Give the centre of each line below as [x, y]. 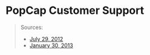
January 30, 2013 [51, 45]
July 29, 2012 [46, 39]
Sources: [32, 27]
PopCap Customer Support [75, 11]
